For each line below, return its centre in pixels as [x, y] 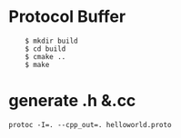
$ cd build [45, 49]
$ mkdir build [51, 41]
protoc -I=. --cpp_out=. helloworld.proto [90, 124]
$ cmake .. [45, 56]
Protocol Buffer [67, 17]
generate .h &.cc [72, 101]
